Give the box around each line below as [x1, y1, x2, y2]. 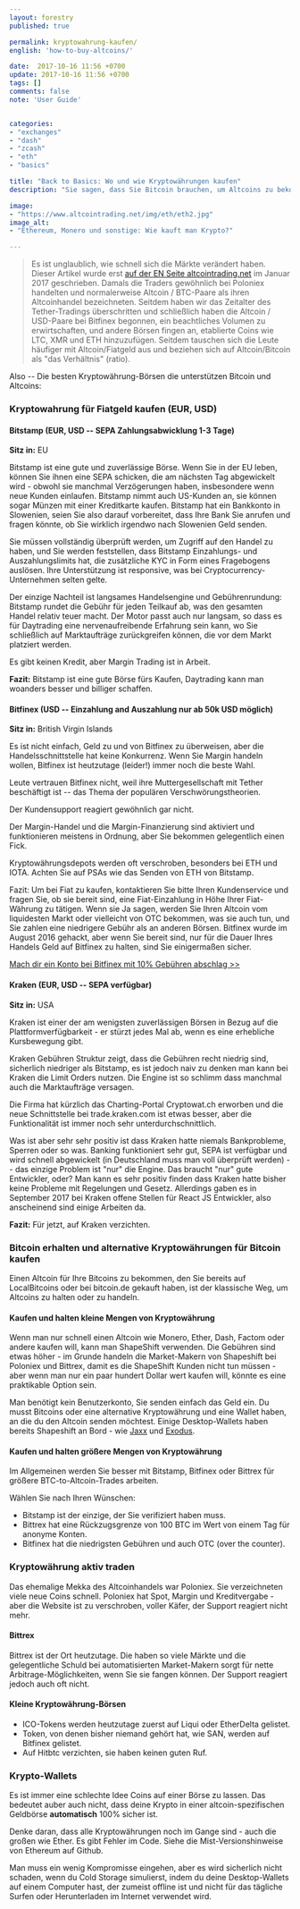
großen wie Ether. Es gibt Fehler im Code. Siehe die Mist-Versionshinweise [9, 1836, 284, 1846]
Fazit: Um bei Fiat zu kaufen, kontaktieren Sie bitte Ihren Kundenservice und [9, 884, 288, 895]
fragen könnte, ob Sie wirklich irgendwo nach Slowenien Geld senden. [9, 519, 268, 530]
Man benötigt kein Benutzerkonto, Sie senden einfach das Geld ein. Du [9, 1397, 270, 1408]
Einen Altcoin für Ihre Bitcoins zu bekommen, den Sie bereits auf [9, 1272, 246, 1283]
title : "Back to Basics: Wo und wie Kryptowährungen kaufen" [9, 177, 242, 186]
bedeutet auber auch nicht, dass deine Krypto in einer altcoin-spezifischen [9, 1799, 285, 1811]
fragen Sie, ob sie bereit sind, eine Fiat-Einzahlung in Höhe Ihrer [9, 894, 245, 905]
